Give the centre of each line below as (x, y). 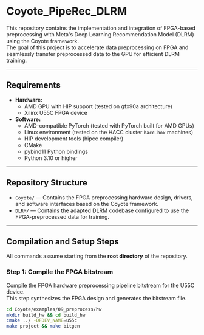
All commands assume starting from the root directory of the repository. (97, 256)
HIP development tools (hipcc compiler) (74, 139)
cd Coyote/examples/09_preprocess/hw (54, 309)
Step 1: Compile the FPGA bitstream (60, 272)
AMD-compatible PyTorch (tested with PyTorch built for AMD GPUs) (109, 125)
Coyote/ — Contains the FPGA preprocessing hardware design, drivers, (104, 197)
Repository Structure (47, 183)
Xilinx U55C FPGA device (56, 112)
